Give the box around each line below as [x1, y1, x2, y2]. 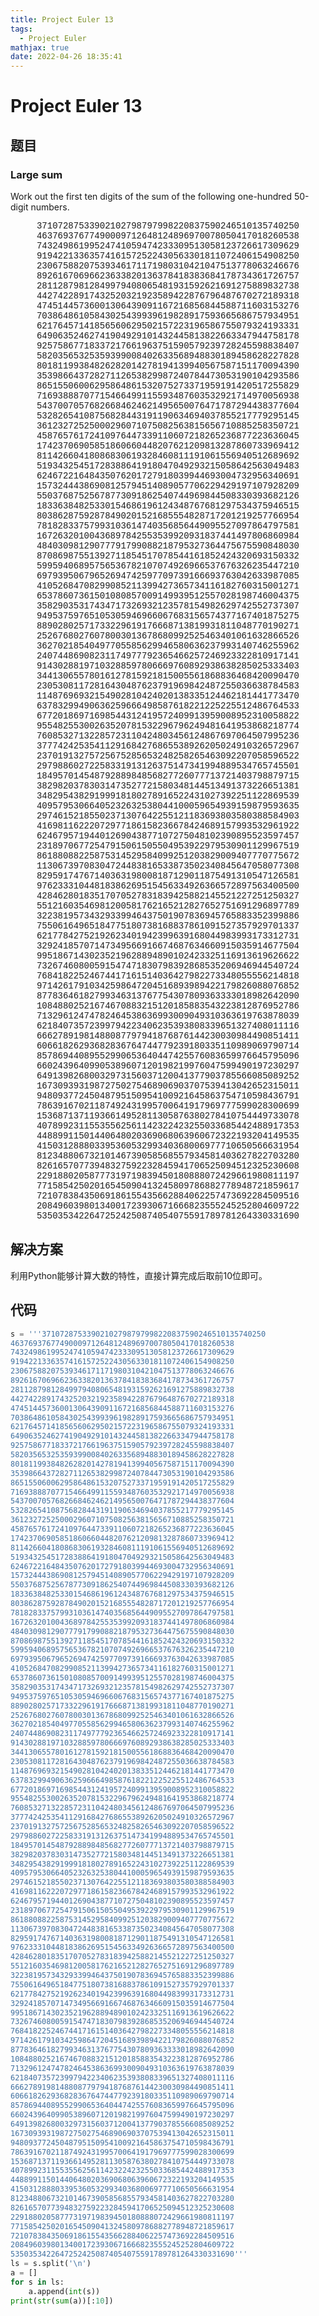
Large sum [10, 167, 63, 181]
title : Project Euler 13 [10, 14, 114, 25]
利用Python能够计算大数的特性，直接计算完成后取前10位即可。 [10, 1269, 268, 1281]
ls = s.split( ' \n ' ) [10, 2259, 92, 2269]
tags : [10, 24, 33, 34]
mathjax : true [10, 42, 70, 53]
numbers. [30, 201, 70, 213]
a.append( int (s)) [28, 2286, 101, 2296]
